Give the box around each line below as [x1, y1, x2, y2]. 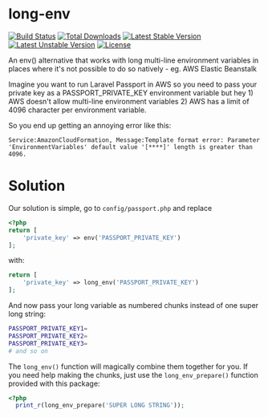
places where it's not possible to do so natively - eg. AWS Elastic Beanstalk [8, 63, 257, 73]
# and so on [8, 346, 48, 355]
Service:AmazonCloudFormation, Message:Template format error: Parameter [8, 136, 261, 144]
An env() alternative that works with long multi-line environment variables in [8, 55, 259, 65]
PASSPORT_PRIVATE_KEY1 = [8, 325, 88, 333]
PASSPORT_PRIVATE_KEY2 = [8, 332, 88, 340]
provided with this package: [8, 379, 100, 388]
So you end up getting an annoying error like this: [8, 120, 172, 130]
